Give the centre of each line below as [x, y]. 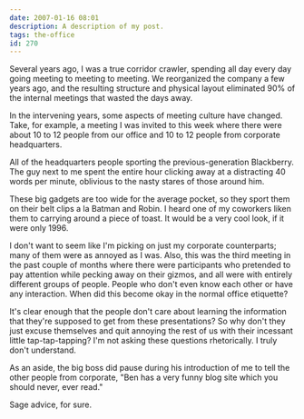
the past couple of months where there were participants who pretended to [150, 265]
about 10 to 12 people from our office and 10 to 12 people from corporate [145, 135]
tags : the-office [42, 35]
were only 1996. [39, 228]
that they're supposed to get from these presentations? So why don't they [147, 321]
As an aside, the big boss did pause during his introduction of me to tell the [150, 368]
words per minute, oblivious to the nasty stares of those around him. [137, 182]
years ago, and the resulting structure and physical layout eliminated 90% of [152, 88]
